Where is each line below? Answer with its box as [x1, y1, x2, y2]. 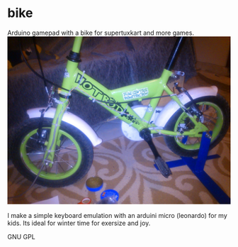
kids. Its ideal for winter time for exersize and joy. [7, 219, 151, 227]
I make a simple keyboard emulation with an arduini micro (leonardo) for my [7, 211, 228, 219]
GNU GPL [7, 232, 35, 241]
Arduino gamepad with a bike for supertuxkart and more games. [7, 28, 195, 37]
